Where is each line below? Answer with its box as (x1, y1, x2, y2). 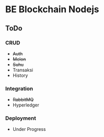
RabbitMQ (12, 97, 34, 103)
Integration (5, 85, 33, 92)
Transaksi (12, 67, 33, 73)
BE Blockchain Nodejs (5, 4, 99, 15)
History (12, 72, 28, 78)
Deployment (5, 115, 37, 122)
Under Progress (12, 126, 46, 132)
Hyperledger (12, 102, 40, 108)
